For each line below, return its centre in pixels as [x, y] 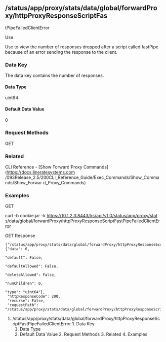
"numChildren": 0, [24, 284]
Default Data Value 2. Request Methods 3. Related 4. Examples [83, 334]
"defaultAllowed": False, [32, 266]
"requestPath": [23, 305]
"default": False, [24, 258]
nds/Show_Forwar [24, 183]
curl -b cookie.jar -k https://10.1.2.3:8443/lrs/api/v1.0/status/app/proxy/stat [81, 216]
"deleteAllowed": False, [31, 275]
